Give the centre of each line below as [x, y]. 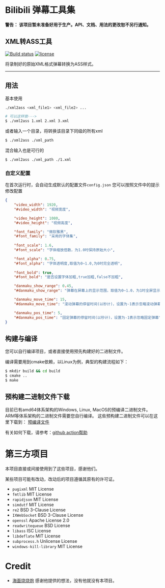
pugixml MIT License [33, 489]
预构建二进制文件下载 [37, 397]
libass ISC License [31, 530]
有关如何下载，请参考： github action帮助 [46, 432]
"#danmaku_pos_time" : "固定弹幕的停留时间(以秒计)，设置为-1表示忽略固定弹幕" [87, 318]
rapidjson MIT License [35, 499]
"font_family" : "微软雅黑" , [41, 232]
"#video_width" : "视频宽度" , [42, 209]
